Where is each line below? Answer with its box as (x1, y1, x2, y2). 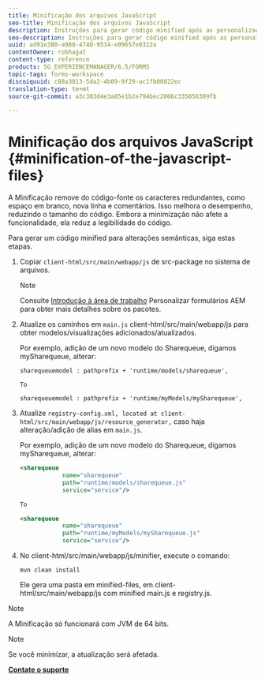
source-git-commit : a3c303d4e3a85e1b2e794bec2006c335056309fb (8, 92, 217, 100)
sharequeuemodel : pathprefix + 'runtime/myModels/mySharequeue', (19, 395, 243, 403)
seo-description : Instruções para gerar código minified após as (8, 33, 227, 42)
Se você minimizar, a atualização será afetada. (8, 650, 159, 659)
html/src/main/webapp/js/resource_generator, (19, 418, 172, 426)
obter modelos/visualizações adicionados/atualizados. (19, 328, 197, 338)
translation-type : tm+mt (8, 84, 90, 93)
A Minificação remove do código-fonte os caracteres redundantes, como (8, 193, 246, 202)
